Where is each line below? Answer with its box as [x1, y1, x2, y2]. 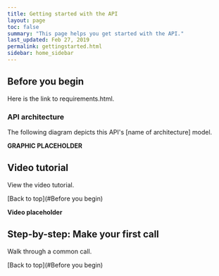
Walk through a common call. [7, 247, 92, 256]
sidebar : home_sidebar [7, 50, 74, 57]
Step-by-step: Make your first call [7, 228, 160, 240]
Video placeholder [7, 208, 63, 216]
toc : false [7, 23, 39, 30]
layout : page [7, 17, 46, 24]
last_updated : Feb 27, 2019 [7, 37, 90, 44]
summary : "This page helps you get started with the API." [7, 30, 184, 37]
